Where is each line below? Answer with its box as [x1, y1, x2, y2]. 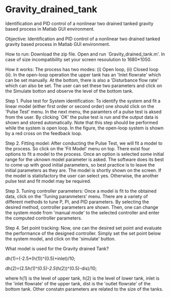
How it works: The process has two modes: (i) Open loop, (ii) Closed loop [5, 66, 159, 72]
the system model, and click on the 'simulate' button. [5, 235, 116, 241]
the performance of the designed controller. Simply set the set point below [5, 230, 161, 236]
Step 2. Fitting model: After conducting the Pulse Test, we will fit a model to [5, 140, 163, 146]
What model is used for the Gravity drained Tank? [5, 246, 109, 252]
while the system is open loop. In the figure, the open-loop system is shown [5, 125, 164, 131]
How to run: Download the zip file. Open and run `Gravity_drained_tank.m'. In [5, 51, 165, 57]
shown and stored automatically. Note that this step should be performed [5, 119, 158, 125]
